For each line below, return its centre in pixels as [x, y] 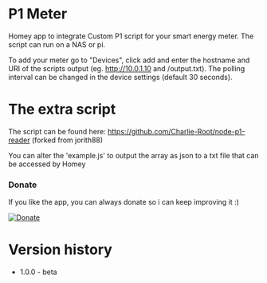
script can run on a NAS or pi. [57, 44]
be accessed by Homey [47, 164]
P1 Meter [38, 14]
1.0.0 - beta [38, 272]
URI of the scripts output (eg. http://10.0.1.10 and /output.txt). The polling [127, 68]
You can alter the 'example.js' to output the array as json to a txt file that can [133, 155]
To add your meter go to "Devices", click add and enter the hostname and [129, 60]
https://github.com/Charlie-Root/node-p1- [176, 131]
